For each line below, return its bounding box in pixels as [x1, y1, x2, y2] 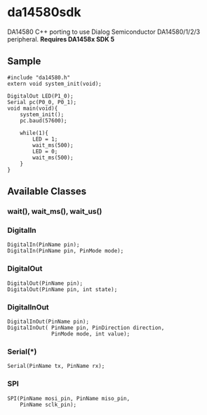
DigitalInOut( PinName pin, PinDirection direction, [7, 324, 165, 331]
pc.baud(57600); [20, 117, 68, 124]
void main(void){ [7, 105, 58, 112]
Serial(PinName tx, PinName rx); [7, 363, 105, 370]
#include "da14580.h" [7, 74, 71, 81]
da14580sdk [7, 4, 81, 20]
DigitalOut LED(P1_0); [7, 92, 74, 99]
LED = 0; [32, 148, 58, 155]
